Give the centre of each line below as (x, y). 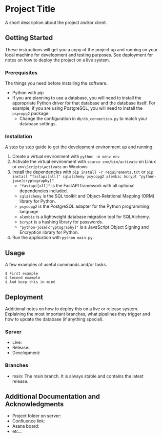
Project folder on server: (37, 416)
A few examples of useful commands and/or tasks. (56, 265)
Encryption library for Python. (49, 232)
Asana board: (26, 426)
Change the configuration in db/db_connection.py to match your (83, 119)
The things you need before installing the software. (56, 83)
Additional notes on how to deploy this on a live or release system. (72, 309)
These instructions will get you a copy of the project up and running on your (81, 49)
